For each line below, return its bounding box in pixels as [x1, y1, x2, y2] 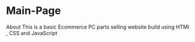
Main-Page [6, 4, 61, 17]
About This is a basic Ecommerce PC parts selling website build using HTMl [6, 23, 190, 30]
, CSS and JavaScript [6, 29, 58, 36]
